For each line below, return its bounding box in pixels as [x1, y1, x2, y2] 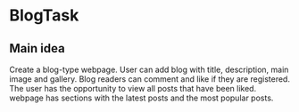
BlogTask [9, 5, 79, 26]
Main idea [9, 41, 65, 56]
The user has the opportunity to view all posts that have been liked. [9, 84, 257, 93]
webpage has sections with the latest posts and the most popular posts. [9, 92, 274, 103]
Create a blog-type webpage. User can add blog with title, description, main [9, 64, 289, 75]
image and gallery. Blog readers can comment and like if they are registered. [9, 74, 290, 84]
